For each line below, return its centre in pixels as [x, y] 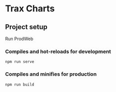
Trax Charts [30, 9]
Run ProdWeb [19, 39]
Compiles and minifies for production [51, 74]
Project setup [27, 27]
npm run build [20, 85]
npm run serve [20, 62]
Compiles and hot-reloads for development [58, 51]
